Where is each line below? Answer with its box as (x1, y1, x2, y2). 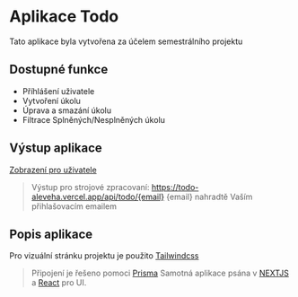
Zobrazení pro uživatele (9, 164, 97, 175)
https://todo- (151, 181, 199, 192)
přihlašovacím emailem (31, 200, 117, 212)
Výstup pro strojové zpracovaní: (31, 181, 150, 192)
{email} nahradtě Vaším (165, 191, 253, 202)
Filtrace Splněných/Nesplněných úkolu (22, 114, 166, 125)
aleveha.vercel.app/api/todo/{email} (31, 191, 164, 202)
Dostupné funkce (9, 62, 109, 77)
